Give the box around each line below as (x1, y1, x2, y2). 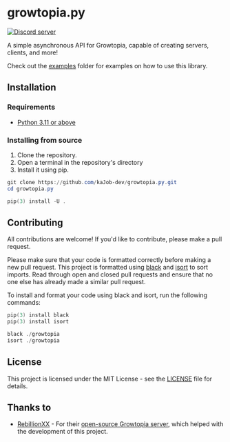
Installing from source (7, 135, 83, 145)
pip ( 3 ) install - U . (7, 198, 67, 205)
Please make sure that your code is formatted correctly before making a (7, 256, 211, 264)
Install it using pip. (17, 165, 69, 174)
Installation (7, 81, 56, 94)
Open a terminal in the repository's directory (17, 158, 143, 166)
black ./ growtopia (7, 331, 60, 338)
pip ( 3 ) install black (7, 312, 70, 319)
